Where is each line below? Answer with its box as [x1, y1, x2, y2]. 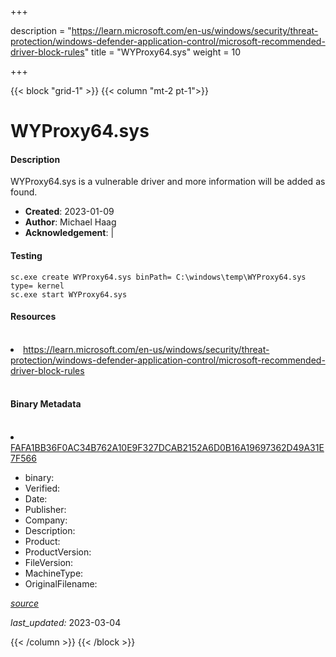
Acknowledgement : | [24, 227, 115, 239]
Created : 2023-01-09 [24, 206, 115, 218]
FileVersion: [24, 557, 74, 568]
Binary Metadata [10, 398, 82, 410]
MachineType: [24, 567, 84, 579]
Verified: [24, 482, 61, 494]
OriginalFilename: [24, 578, 98, 590]
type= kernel [10, 281, 65, 291]
